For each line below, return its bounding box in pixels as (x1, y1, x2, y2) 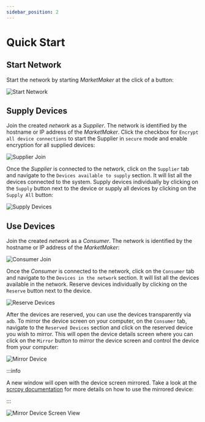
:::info (6, 367, 21, 375)
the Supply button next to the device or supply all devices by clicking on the (6, 185, 197, 192)
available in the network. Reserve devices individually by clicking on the (6, 280, 188, 288)
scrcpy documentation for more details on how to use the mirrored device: (6, 386, 194, 393)
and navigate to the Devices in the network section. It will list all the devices (6, 274, 199, 282)
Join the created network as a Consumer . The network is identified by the (6, 237, 193, 245)
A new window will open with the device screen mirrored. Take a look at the (6, 379, 197, 386)
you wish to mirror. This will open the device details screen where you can (6, 331, 193, 338)
